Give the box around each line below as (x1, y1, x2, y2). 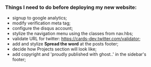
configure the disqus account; (12, 25, 74, 31)
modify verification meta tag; (12, 20, 71, 26)
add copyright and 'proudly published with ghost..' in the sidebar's (12, 51, 147, 57)
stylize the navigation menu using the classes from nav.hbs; (12, 31, 133, 37)
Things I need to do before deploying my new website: (5, 4, 137, 11)
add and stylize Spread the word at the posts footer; (12, 41, 119, 47)
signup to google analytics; (12, 15, 67, 21)
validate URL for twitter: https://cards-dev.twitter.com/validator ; (12, 36, 141, 42)
